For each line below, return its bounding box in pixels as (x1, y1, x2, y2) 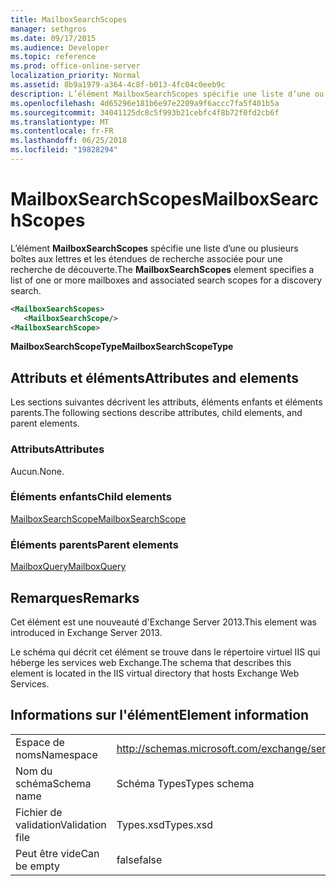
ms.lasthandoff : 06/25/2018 (10, 136, 128, 146)
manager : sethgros (10, 24, 87, 34)
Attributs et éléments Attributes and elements (10, 369, 299, 386)
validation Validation (15, 817, 107, 831)
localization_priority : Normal (10, 71, 141, 81)
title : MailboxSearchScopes (10, 14, 128, 25)
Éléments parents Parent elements (10, 537, 179, 551)
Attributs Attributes (10, 442, 105, 456)
